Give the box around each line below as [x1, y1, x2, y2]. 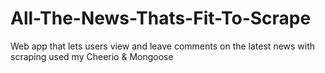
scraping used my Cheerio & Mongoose [10, 50, 174, 62]
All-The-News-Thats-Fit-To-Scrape [10, 7, 312, 30]
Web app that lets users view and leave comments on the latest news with [10, 40, 316, 52]
